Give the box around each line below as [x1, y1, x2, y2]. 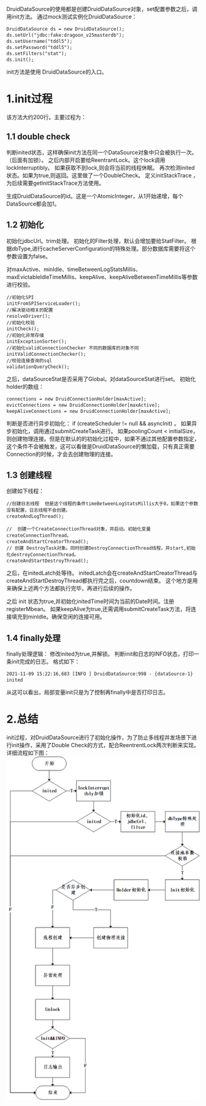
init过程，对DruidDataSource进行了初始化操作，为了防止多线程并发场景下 [6, 734, 192, 741]
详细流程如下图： [6, 749, 50, 756]
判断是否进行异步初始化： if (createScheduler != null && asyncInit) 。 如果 [6, 420, 192, 427]
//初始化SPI [6, 294, 34, 301]
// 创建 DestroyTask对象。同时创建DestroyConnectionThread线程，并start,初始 [6, 545, 196, 551]
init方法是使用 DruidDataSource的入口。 [6, 68, 107, 75]
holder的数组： [6, 383, 45, 390]
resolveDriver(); [6, 313, 51, 319]
